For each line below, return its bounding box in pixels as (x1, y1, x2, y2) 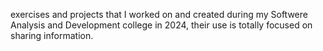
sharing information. (10, 30, 94, 41)
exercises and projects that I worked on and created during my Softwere (10, 9, 308, 20)
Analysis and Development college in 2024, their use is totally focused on (10, 19, 313, 31)
